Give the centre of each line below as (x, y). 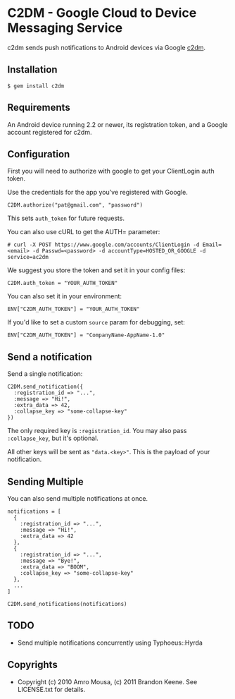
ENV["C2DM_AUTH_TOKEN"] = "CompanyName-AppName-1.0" (86, 335)
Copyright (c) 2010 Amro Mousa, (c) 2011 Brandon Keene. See (107, 681)
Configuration (39, 154)
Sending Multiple (46, 481)
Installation (32, 69)
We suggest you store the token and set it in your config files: (96, 270)
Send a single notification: (45, 374)
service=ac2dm (28, 257)
